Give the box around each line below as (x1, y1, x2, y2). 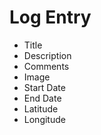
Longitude (23, 113, 66, 125)
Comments (23, 60, 70, 72)
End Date (23, 92, 62, 104)
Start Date (23, 81, 66, 93)
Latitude (23, 102, 59, 115)
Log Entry (9, 6, 92, 29)
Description (23, 49, 72, 61)
